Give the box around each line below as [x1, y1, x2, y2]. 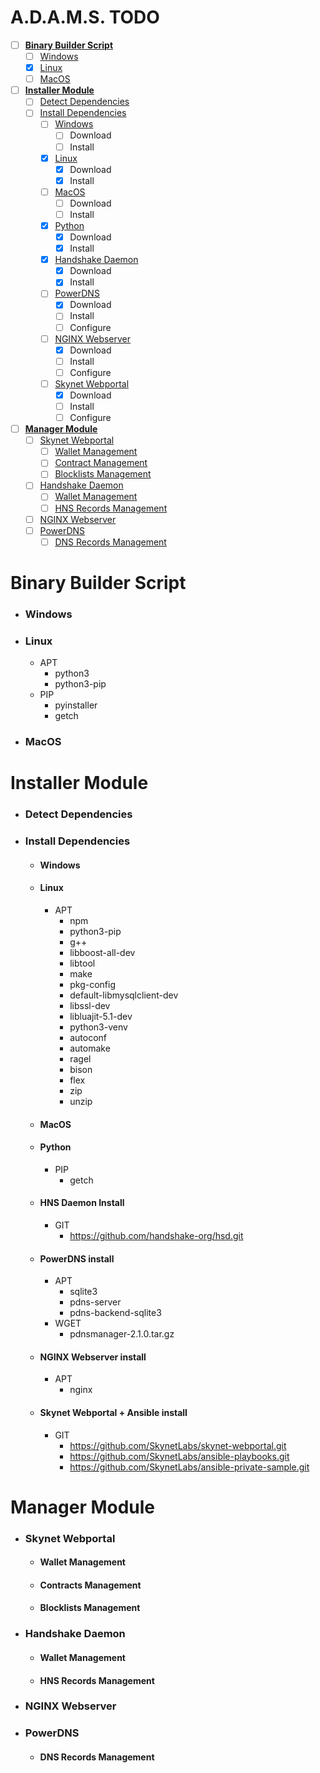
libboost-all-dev [69, 946, 136, 958]
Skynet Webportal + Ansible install [39, 1406, 188, 1418]
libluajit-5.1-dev [69, 1010, 133, 1022]
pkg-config [69, 978, 116, 990]
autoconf [69, 1031, 108, 1043]
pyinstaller [54, 699, 98, 711]
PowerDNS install [39, 1252, 115, 1265]
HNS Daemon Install [39, 1197, 125, 1209]
